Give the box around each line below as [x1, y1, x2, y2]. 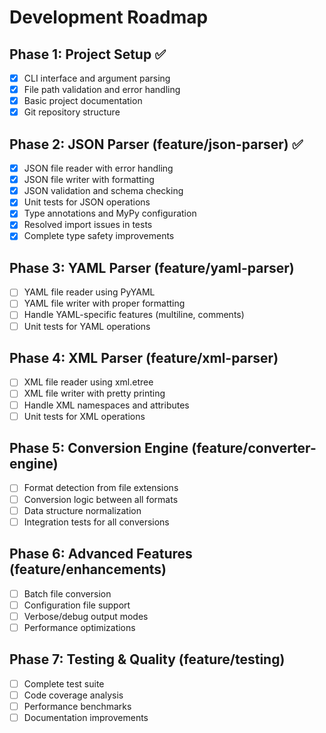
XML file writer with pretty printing [23, 387, 166, 400]
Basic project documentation [23, 95, 143, 107]
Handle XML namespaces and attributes [23, 399, 190, 411]
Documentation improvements [23, 711, 149, 723]
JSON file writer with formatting [23, 174, 155, 186]
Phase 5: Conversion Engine [9, 440, 189, 457]
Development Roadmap [9, 6, 209, 29]
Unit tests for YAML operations [23, 320, 151, 332]
